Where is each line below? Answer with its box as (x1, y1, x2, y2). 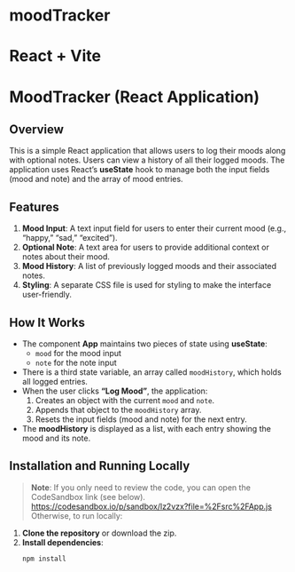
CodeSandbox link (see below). (30, 491, 146, 502)
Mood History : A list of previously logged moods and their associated (21, 261, 277, 272)
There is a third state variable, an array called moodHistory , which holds (21, 367, 282, 377)
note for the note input (35, 357, 117, 368)
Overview (9, 122, 65, 137)
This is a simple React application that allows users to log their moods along (9, 146, 286, 156)
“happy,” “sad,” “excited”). (21, 233, 118, 243)
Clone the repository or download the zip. (21, 528, 177, 538)
